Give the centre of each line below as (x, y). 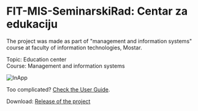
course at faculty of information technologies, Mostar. (74, 48)
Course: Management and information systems (66, 66)
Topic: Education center (36, 59)
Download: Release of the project (48, 101)
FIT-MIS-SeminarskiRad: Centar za (97, 11)
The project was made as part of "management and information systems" (99, 41)
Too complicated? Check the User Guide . (58, 89)
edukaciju (32, 24)
